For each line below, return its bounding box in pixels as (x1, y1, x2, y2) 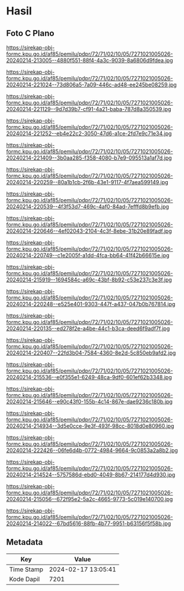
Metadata (6, 537, 43, 547)
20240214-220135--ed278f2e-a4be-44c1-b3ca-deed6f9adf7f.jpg (6, 325, 170, 332)
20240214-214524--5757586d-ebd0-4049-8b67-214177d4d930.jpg (6, 471, 176, 478)
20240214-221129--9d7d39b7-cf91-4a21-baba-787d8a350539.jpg (6, 106, 171, 112)
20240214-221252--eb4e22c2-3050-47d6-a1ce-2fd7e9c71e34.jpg (6, 130, 172, 137)
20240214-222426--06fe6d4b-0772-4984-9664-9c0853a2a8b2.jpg (6, 447, 178, 454)
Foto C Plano (6, 28, 55, 38)
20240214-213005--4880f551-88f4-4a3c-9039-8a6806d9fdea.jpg (6, 57, 173, 64)
